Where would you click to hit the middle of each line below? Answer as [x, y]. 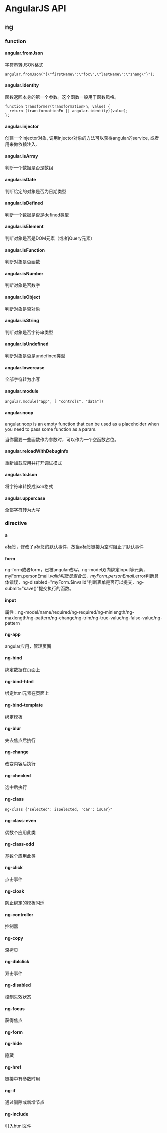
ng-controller [19, 914]
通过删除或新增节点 [25, 1102]
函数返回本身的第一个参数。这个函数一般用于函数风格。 [62, 97]
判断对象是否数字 [23, 285]
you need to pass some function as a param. [51, 429]
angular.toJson [21, 475]
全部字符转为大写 [23, 510]
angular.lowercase [25, 367]
